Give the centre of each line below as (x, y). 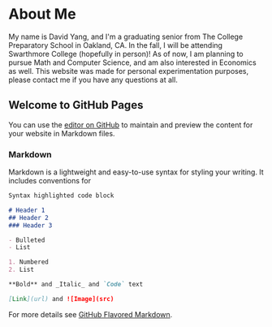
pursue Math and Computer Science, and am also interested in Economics (133, 62)
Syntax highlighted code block (61, 196)
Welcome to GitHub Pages (76, 105)
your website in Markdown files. (62, 133)
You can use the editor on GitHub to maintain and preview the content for (131, 125)
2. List (22, 270)
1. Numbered (28, 262)
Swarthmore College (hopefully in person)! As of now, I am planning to (126, 54)
